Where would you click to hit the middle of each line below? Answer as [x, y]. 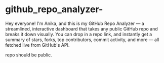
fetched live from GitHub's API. [37, 45]
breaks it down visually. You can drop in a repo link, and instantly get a [79, 34]
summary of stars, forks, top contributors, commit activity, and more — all [82, 40]
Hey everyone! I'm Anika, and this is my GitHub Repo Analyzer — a [75, 23]
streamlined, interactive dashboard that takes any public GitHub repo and [81, 28]
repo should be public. [29, 55]
